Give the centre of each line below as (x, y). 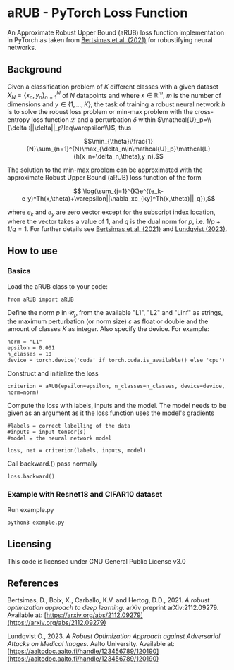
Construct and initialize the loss (53, 373)
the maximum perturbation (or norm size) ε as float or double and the (108, 321)
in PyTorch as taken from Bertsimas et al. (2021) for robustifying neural (110, 39)
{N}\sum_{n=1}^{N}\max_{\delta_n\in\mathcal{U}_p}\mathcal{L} (118, 149)
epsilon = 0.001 (31, 348)
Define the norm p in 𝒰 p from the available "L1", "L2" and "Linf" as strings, (115, 313)
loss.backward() (31, 477)
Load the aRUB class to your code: (57, 286)
